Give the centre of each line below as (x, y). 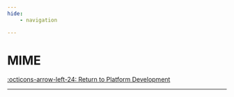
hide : (15, 14)
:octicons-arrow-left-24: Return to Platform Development (89, 80)
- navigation (39, 20)
